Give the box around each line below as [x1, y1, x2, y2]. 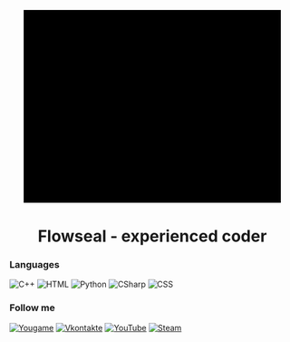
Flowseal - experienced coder [37, 226, 267, 247]
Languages [9, 259, 61, 271]
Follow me [9, 301, 56, 314]
